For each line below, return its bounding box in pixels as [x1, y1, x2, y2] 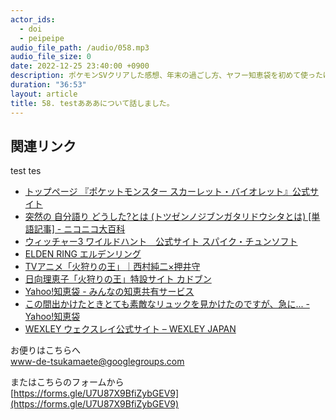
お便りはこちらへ [10, 344, 81, 356]
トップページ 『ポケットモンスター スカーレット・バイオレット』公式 [24, 186, 311, 198]
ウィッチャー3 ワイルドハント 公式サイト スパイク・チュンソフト [24, 236, 298, 248]
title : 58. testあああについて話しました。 [10, 98, 175, 108]
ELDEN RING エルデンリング [24, 248, 142, 260]
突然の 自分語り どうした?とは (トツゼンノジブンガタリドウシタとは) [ [24, 211, 312, 223]
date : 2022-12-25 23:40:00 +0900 [10, 61, 150, 71]
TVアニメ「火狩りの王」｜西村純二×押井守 [24, 261, 201, 273]
